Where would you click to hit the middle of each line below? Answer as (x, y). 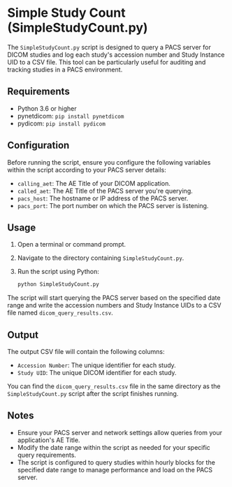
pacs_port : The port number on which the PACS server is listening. (113, 205)
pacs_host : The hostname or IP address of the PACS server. (103, 198)
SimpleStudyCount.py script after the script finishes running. (93, 394)
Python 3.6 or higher (47, 108)
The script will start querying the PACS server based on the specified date (114, 298)
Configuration (38, 145)
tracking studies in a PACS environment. (65, 69)
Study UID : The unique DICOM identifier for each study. (97, 373)
